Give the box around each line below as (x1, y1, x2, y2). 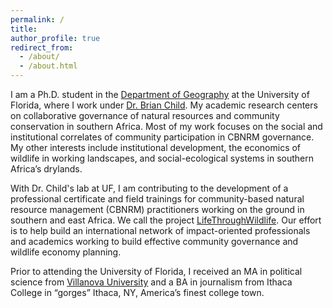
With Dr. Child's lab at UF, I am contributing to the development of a (10, 182, 289, 194)
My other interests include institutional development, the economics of (10, 142, 302, 153)
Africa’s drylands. (10, 163, 83, 175)
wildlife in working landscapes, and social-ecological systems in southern (10, 152, 315, 164)
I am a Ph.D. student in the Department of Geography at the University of (10, 89, 310, 100)
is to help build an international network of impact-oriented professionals (10, 225, 311, 236)
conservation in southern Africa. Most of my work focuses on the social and (10, 121, 323, 132)
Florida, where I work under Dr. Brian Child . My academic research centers (10, 99, 318, 111)
